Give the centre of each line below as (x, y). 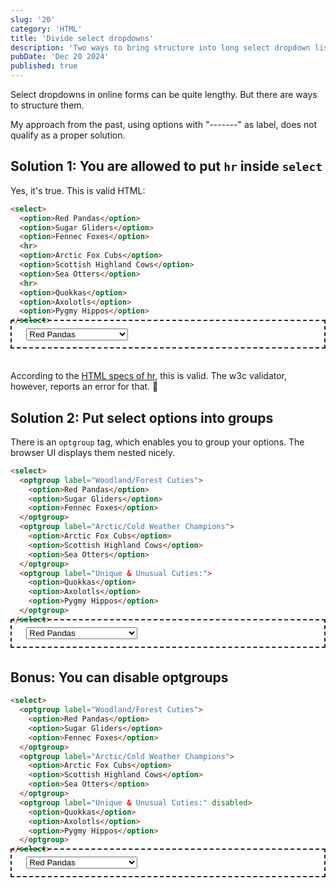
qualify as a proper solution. (68, 135)
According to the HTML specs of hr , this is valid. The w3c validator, (149, 376)
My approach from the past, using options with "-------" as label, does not (164, 124)
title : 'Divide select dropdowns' (82, 38)
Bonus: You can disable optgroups (119, 677)
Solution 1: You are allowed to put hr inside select (166, 166)
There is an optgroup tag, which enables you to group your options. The (157, 442)
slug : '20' (33, 19)
